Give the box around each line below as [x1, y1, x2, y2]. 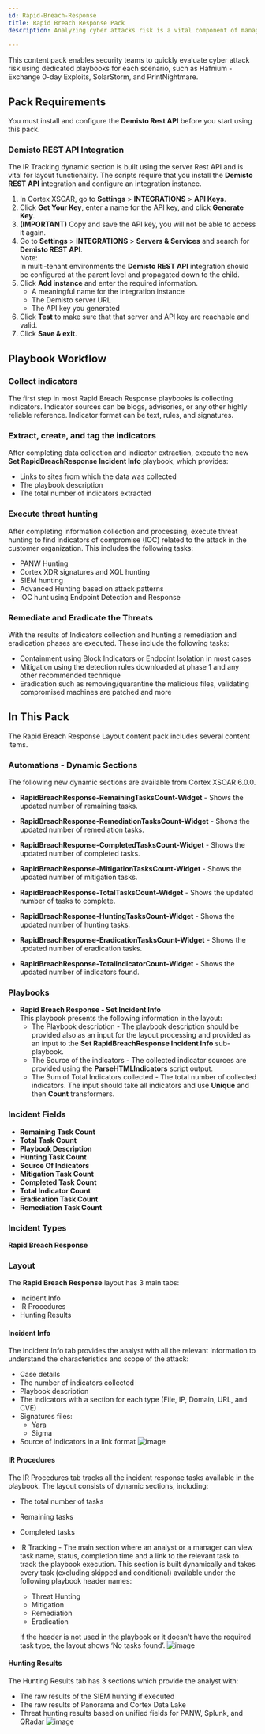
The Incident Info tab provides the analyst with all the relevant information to [8, 1346, 256, 1356]
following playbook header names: [19, 1576, 132, 1585]
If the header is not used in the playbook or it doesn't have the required [19, 1632, 252, 1641]
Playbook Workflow [8, 351, 107, 365]
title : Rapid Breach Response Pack [8, 19, 125, 27]
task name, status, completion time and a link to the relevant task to [19, 1550, 239, 1560]
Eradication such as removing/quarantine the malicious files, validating [19, 678, 250, 689]
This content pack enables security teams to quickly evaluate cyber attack [8, 55, 250, 65]
